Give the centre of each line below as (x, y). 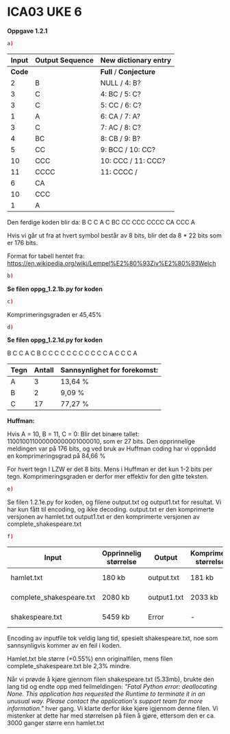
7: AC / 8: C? (121, 127)
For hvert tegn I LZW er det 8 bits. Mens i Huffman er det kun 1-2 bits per (110, 469)
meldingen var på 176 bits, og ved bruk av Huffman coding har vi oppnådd (112, 448)
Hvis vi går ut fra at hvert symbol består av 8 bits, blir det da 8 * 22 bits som (115, 235)
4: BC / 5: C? (121, 94)
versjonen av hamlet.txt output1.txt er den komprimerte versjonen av (103, 517)
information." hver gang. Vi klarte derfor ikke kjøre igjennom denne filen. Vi (113, 709)
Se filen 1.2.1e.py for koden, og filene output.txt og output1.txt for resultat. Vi (114, 502)
